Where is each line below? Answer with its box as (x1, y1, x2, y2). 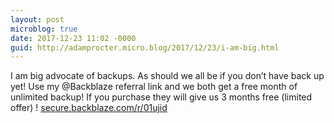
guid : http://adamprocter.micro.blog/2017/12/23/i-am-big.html (10, 42, 280, 53)
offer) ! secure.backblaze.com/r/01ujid (10, 102, 168, 114)
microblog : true (10, 24, 78, 34)
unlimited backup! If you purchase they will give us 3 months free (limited (10, 91, 313, 103)
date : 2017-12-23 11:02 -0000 (10, 33, 137, 43)
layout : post (10, 14, 65, 25)
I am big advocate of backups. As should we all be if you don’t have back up (10, 70, 325, 82)
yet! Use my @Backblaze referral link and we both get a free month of (10, 81, 298, 93)
